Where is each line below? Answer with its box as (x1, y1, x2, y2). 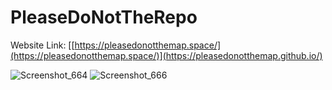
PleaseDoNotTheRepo (10, 6, 198, 29)
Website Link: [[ (10, 39, 75, 51)
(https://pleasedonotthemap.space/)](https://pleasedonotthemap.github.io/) (10, 49, 323, 61)
